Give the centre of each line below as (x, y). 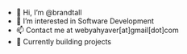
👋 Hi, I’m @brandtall (49, 12)
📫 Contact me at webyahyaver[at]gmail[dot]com (97, 30)
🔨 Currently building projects (64, 42)
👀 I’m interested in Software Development (85, 21)
